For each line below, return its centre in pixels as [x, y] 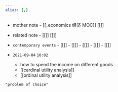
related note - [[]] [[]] [34, 35]
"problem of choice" [27, 84]
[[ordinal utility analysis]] [46, 75]
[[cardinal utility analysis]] [47, 70]
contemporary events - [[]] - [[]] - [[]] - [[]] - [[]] [62, 45]
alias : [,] [17, 10]
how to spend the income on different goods [66, 64]
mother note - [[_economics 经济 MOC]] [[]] [58, 25]
